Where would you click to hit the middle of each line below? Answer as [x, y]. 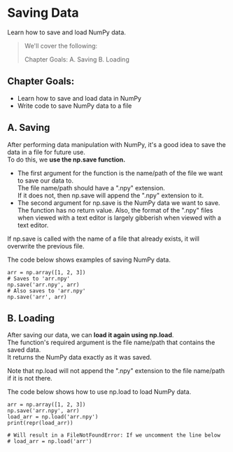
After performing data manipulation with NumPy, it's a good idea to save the [116, 144]
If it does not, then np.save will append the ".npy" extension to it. [111, 195]
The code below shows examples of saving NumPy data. [89, 260]
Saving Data [43, 13]
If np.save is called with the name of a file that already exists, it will [103, 239]
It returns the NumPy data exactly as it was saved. [79, 358]
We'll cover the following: [61, 45]
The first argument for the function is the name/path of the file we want [120, 173]
